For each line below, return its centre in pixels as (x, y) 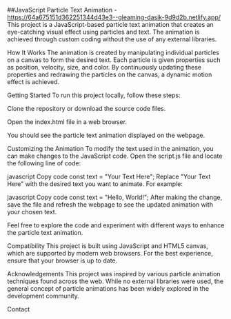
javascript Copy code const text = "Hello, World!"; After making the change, (115, 197)
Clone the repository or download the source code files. (87, 109)
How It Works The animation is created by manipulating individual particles (113, 52)
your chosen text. (32, 212)
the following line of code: (44, 163)
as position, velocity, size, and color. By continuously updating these (104, 67)
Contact (18, 309)
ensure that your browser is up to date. (62, 260)
